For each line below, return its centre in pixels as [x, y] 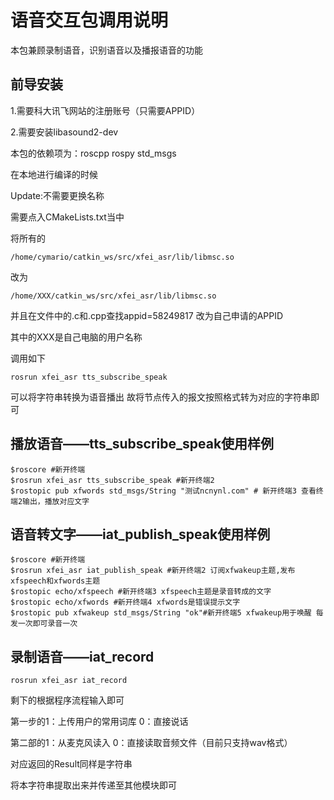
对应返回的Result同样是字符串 [71, 764]
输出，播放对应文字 [56, 501]
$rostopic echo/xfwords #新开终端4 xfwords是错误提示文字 [125, 602]
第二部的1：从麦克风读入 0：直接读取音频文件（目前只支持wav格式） [151, 743]
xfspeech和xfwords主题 [55, 581]
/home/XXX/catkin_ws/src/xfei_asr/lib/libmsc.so [113, 296]
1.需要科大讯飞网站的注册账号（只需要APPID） [105, 110]
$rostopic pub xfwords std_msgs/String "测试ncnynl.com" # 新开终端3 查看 [163, 491]
